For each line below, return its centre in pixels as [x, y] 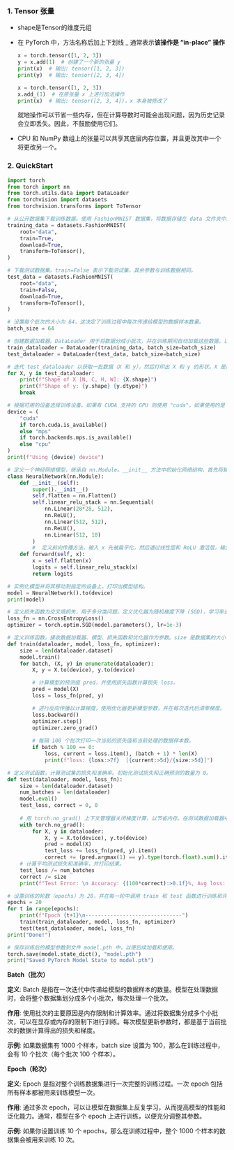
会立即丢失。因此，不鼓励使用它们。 [69, 124]
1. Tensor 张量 [31, 10]
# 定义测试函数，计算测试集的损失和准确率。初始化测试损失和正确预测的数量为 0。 [109, 773]
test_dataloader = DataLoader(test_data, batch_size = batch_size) [104, 354]
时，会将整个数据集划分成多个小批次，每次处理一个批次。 [89, 998]
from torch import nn [39, 187]
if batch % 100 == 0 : [64, 748]
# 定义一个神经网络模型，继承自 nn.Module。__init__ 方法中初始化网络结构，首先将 [115, 470]
